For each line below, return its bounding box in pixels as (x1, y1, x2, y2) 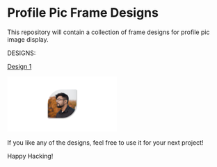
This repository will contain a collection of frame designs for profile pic (7, 28, 210, 36)
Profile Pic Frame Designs (7, 5, 159, 21)
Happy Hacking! (7, 152, 54, 160)
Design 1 (7, 62, 32, 70)
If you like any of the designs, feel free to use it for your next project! (7, 138, 204, 147)
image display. (7, 35, 49, 43)
